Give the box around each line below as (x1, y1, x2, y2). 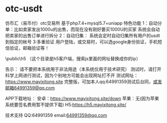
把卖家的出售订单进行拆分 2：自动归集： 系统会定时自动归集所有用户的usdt (5, 32, 160, 38)
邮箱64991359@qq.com (5, 85, 55, 91)
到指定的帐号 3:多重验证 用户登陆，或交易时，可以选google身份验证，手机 (5, 38, 158, 45)
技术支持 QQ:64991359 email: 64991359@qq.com (5, 112, 107, 118)
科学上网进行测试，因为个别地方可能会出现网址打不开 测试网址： (5, 72, 138, 78)
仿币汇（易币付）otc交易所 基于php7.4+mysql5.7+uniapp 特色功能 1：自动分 (5, 20, 162, 26)
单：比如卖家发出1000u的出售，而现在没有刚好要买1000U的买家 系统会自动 (5, 26, 160, 32)
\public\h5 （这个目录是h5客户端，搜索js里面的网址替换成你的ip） (5, 55, 141, 61)
